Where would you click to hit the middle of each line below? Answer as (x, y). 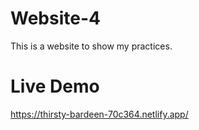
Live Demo (55, 86)
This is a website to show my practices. (91, 46)
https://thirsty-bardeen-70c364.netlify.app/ (99, 114)
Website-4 (55, 18)
